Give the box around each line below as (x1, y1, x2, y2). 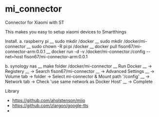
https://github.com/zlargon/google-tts (12, 102, 88, 108)
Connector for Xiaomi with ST (5, 19, 65, 25)
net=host (5, 53, 23, 59)
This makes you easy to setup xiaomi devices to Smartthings (5, 29, 126, 34)
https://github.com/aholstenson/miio (12, 97, 86, 103)
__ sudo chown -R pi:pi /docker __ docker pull (26, 43, 118, 49)
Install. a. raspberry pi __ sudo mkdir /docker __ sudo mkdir (5, 38, 123, 44)
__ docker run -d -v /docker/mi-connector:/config (46, 49, 145, 54)
